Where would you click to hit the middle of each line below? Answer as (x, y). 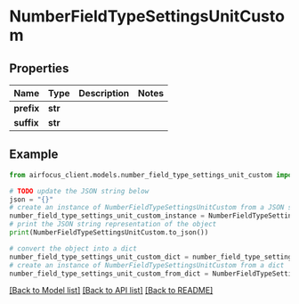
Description (104, 93)
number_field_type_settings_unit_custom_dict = (99, 257)
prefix (27, 108)
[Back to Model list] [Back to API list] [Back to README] (111, 291)
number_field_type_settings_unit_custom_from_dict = (109, 274)
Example (34, 155)
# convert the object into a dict (73, 248)
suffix (26, 123)
